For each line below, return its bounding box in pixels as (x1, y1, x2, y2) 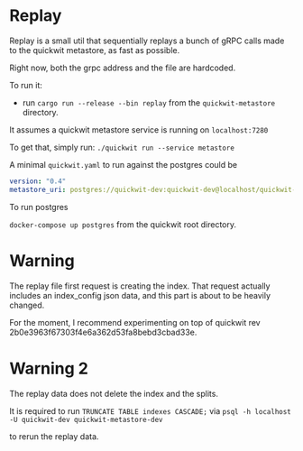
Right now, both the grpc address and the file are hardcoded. (9, 62, 236, 73)
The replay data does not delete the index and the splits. (9, 388, 219, 399)
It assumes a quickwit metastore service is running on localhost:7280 (9, 124, 269, 135)
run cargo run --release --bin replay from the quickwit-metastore (22, 97, 276, 108)
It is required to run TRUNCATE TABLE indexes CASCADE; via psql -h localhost (9, 405, 291, 416)
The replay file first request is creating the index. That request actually (9, 281, 271, 291)
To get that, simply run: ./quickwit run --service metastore (9, 142, 234, 152)
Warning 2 (9, 358, 88, 379)
